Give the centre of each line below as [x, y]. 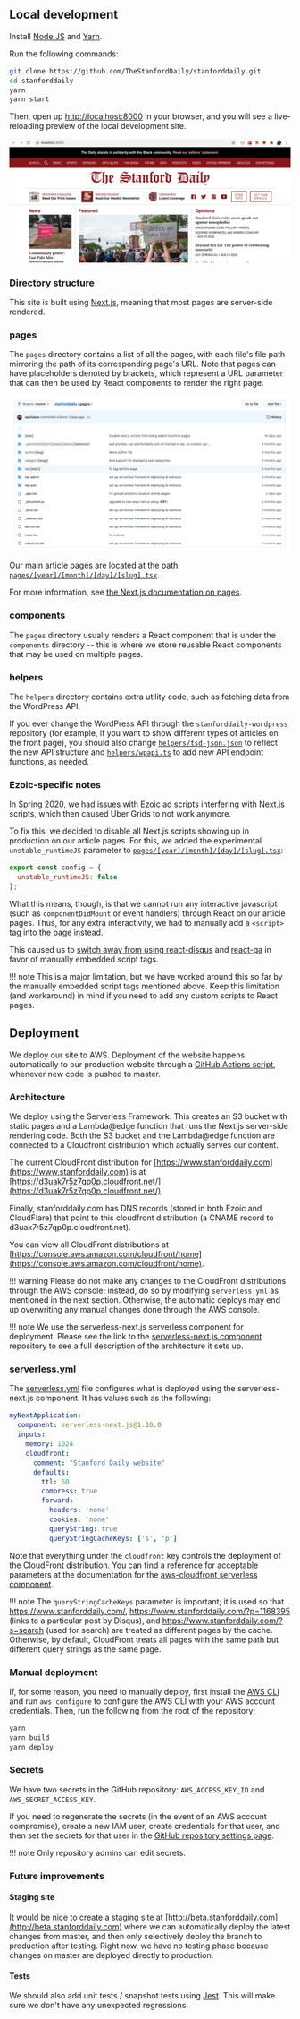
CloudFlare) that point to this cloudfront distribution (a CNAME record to [142, 1218]
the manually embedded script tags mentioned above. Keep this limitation [144, 986]
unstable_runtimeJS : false [67, 877]
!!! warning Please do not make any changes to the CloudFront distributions [148, 1281]
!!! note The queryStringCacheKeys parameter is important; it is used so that [147, 1601]
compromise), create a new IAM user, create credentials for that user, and [145, 1826]
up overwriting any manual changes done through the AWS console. [135, 1310]
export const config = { [55, 868]
